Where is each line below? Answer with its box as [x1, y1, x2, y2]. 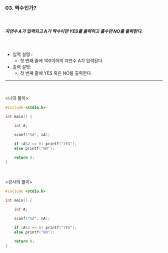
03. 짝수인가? [5, 4, 36, 11]
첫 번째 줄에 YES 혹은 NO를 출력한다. [19, 70, 92, 76]
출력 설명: [12, 64, 31, 70]
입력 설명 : [12, 51, 33, 57]
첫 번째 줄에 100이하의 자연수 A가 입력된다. [19, 57, 104, 63]
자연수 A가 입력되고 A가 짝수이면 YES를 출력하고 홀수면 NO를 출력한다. [5, 28, 143, 34]
